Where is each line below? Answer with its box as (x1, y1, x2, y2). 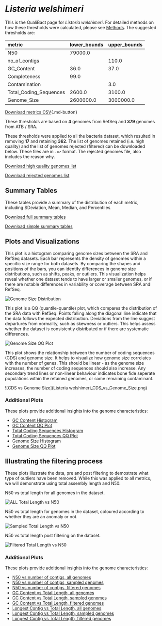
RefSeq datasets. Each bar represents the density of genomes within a (5, 256, 146, 261)
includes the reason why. (5, 154, 55, 160)
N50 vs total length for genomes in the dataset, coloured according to (5, 508, 145, 514)
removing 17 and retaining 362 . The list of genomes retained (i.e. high (5, 138, 145, 144)
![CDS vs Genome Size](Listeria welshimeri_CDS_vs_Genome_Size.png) (5, 385, 147, 391)
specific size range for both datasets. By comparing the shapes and (5, 260, 141, 266)
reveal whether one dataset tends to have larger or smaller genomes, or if (5, 276, 152, 282)
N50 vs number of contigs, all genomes (12, 574, 91, 580)
